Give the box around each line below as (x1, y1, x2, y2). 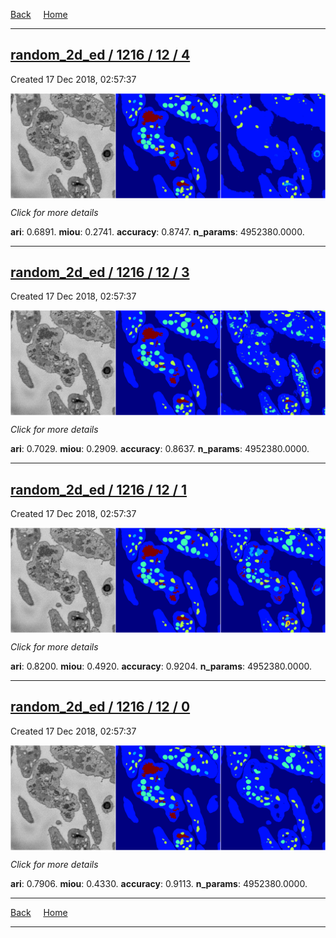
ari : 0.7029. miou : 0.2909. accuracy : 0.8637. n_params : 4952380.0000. (10, 443, 310, 455)
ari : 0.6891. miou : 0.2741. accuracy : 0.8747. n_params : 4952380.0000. (10, 225, 305, 238)
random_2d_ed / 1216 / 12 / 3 (10, 264, 190, 281)
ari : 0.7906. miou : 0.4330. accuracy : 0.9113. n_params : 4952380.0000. (10, 877, 308, 889)
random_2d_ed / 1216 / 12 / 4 (10, 47, 191, 64)
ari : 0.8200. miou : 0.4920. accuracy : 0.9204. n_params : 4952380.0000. (10, 660, 312, 672)
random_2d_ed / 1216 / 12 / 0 (10, 699, 191, 716)
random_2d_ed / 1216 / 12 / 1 (10, 481, 188, 498)
